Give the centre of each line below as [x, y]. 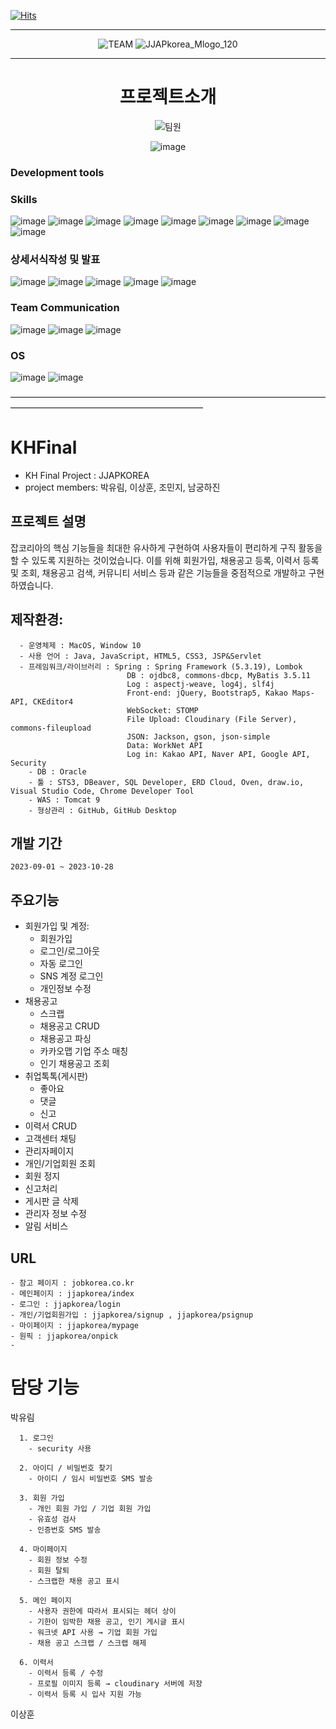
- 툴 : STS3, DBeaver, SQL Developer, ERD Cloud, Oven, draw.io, [166, 782]
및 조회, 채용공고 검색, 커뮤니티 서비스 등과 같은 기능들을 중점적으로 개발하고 [158, 572]
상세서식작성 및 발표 [55, 260]
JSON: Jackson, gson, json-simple [198, 736]
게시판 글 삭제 [51, 1201]
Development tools [57, 172]
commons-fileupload [51, 728]
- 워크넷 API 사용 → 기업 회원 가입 [93, 1632]
